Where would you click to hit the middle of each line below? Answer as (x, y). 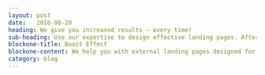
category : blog (33, 59)
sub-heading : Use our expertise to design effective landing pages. (123, 37)
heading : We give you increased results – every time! (100, 30)
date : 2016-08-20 (40, 23)
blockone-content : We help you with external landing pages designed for (132, 52)
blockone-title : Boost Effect (58, 45)
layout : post (30, 15)
